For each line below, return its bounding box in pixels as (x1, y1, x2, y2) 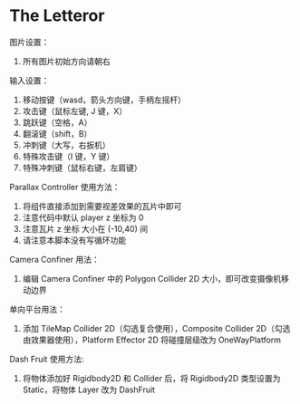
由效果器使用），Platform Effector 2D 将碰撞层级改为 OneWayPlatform (22, 334, 282, 345)
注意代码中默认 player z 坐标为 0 (22, 212, 144, 223)
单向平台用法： (9, 303, 65, 314)
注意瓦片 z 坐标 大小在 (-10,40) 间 (22, 223, 148, 234)
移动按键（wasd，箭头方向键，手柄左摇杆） (22, 94, 187, 105)
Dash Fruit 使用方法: (9, 353, 84, 364)
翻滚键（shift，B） (22, 128, 92, 139)
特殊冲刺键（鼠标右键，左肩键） (22, 162, 142, 173)
